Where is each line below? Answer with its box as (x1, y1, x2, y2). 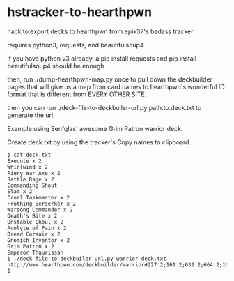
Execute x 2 (7, 158, 42, 165)
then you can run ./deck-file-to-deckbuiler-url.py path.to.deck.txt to (7, 103, 202, 112)
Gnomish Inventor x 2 (7, 236, 70, 244)
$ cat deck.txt (7, 151, 52, 158)
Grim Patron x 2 (7, 243, 54, 250)
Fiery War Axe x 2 (7, 169, 61, 176)
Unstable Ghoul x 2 (7, 218, 64, 225)
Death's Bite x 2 (7, 212, 58, 220)
